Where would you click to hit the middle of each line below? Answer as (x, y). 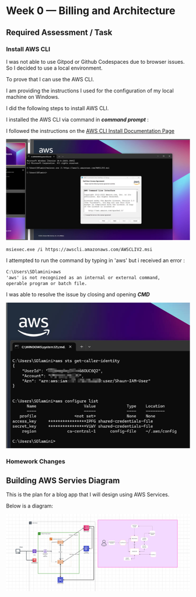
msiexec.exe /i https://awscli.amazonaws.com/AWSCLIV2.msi (79, 249)
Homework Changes (36, 462)
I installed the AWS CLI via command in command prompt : (77, 119)
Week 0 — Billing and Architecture (91, 11)
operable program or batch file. (47, 283)
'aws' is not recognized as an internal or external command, (83, 277)
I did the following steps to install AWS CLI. (57, 108)
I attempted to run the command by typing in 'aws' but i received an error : (96, 260)
